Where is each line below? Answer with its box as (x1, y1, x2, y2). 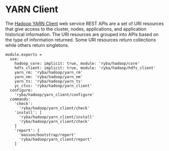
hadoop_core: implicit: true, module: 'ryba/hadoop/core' (14, 61, 140, 66)
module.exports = (5, 52, 42, 57)
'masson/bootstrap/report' (18, 132, 76, 137)
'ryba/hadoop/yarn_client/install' (18, 114, 95, 119)
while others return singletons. (5, 42, 70, 48)
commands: (10, 96, 31, 102)
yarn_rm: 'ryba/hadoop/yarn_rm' (14, 70, 83, 75)
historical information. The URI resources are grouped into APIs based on (5, 31, 159, 37)
